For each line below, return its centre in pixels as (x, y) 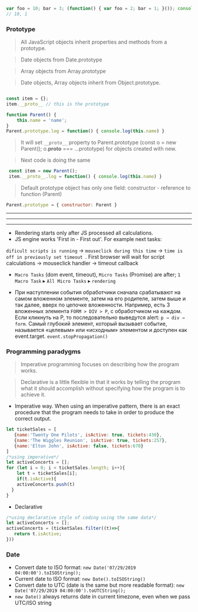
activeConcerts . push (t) (46, 484)
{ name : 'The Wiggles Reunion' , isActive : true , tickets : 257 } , (90, 440)
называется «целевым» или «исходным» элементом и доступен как (101, 330)
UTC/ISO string (33, 603)
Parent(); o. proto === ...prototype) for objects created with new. (98, 149)
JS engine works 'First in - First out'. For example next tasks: (88, 239)
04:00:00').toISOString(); (48, 573)
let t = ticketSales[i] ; (47, 473)
